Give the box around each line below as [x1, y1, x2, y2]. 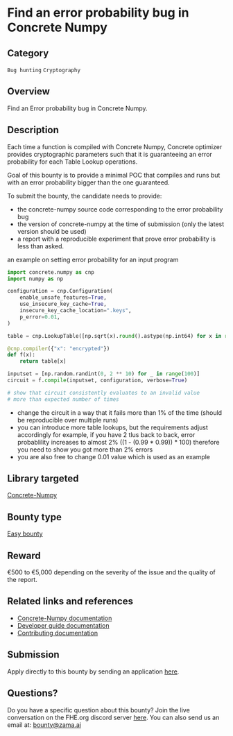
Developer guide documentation [17, 621, 110, 629]
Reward [7, 549, 42, 561]
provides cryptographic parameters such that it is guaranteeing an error [7, 150, 213, 158]
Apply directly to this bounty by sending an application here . [7, 667, 180, 676]
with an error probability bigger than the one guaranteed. [7, 178, 170, 187]
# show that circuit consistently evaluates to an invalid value [7, 389, 200, 396]
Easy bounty [7, 529, 43, 538]
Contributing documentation [17, 628, 98, 637]
